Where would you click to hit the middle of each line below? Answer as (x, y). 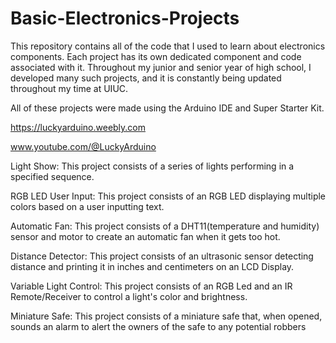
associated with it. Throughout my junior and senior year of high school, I (161, 67)
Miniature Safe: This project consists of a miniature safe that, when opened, (166, 316)
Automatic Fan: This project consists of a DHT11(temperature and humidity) (165, 226)
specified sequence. (52, 176)
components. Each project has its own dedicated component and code (156, 56)
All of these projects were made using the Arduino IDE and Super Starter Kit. (167, 108)
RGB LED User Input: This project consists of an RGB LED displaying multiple (168, 196)
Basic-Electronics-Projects (125, 18)
